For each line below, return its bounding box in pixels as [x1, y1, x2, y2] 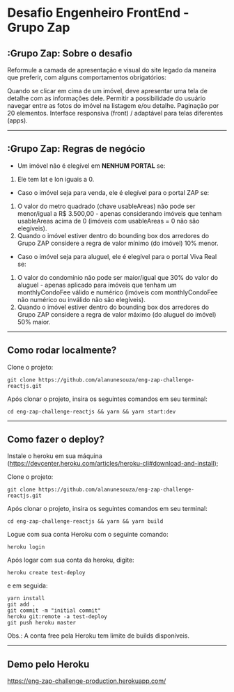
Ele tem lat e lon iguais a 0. [17, 175, 95, 183]
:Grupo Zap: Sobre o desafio [7, 47, 132, 59]
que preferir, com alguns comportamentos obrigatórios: [7, 73, 167, 81]
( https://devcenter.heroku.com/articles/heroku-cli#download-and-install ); [7, 459, 219, 468]
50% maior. [17, 317, 51, 326]
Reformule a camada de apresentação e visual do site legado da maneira [7, 66, 217, 74]
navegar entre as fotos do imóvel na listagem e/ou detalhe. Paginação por [7, 102, 219, 109]
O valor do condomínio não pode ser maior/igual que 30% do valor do [17, 273, 218, 281]
